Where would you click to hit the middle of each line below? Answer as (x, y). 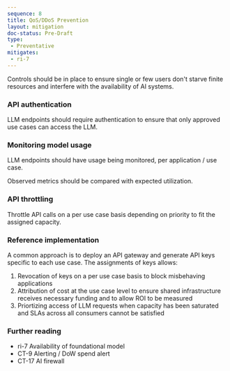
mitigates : (23, 53)
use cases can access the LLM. (53, 127)
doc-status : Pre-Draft (40, 33)
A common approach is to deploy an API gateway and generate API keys (111, 255)
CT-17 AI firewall (41, 361)
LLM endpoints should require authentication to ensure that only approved (114, 120)
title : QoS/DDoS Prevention (48, 20)
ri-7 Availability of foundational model (71, 347)
